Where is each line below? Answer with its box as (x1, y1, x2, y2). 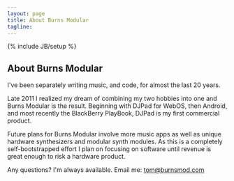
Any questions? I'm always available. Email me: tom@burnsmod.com (7, 166, 205, 174)
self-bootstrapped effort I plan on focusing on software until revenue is (7, 145, 212, 153)
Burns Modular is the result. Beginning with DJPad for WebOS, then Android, (7, 102, 228, 110)
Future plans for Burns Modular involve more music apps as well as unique (7, 130, 222, 139)
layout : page (7, 10, 45, 17)
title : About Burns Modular (7, 17, 89, 24)
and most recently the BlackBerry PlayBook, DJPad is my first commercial (7, 109, 220, 118)
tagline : (7, 23, 33, 30)
